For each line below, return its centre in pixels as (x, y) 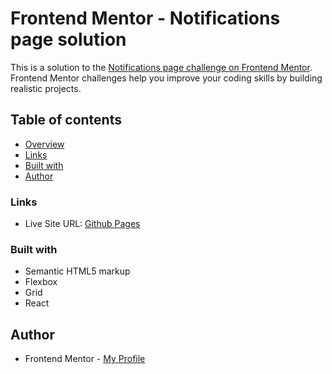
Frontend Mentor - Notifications (145, 18)
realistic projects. (46, 88)
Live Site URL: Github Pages (82, 224)
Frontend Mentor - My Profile (85, 359)
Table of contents (66, 120)
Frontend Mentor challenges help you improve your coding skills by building (166, 78)
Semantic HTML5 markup (77, 271)
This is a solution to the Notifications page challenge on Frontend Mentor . (161, 67)
